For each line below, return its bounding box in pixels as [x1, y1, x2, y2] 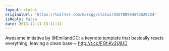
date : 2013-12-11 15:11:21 [5, 21, 62, 26]
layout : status [5, 7, 37, 12]
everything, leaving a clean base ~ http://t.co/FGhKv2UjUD [5, 40, 128, 46]
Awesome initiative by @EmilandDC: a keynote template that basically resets [5, 35, 164, 41]
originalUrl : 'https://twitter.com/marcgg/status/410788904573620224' [5, 12, 157, 17]
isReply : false [5, 16, 37, 21]
